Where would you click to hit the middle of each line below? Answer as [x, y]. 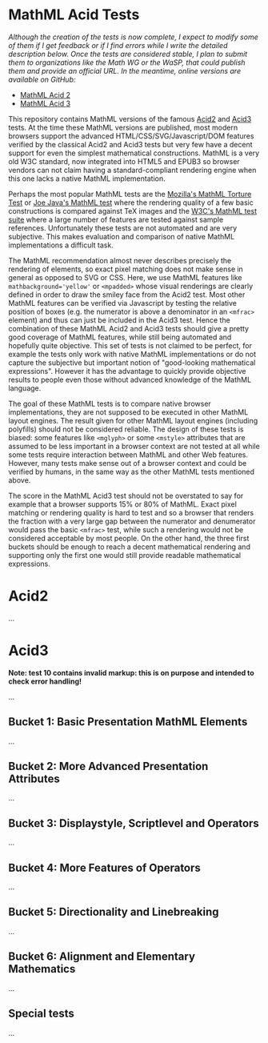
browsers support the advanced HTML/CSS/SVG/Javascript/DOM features [131, 136]
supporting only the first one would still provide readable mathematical [125, 555]
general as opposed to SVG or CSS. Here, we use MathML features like [125, 277]
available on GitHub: [42, 79]
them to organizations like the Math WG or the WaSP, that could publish [127, 62]
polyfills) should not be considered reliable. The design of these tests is [126, 429]
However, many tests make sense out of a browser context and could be [128, 463]
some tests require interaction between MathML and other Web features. [128, 455]
